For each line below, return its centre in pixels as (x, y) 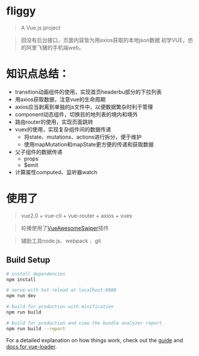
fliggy (21, 11)
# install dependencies (36, 274)
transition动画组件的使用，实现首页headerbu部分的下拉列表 (88, 92)
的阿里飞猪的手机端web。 (52, 47)
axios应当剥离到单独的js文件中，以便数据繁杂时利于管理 (84, 107)
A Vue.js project (41, 28)
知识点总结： (38, 74)
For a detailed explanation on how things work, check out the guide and (95, 340)
